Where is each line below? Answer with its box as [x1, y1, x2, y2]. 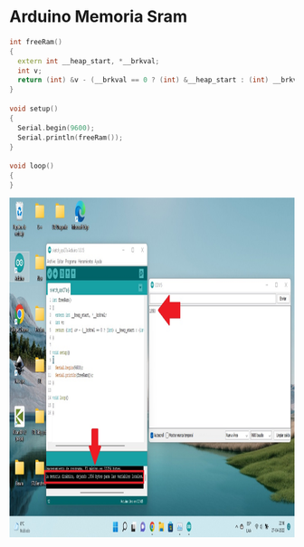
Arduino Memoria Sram [9, 6, 188, 27]
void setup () [9, 104, 59, 114]
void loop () [9, 161, 54, 171]
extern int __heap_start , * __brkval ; [17, 56, 160, 65]
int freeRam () [9, 37, 63, 46]
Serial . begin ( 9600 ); [17, 123, 95, 132]
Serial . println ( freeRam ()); [17, 133, 124, 142]
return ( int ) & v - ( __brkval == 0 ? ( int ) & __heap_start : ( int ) [17, 75, 270, 85]
